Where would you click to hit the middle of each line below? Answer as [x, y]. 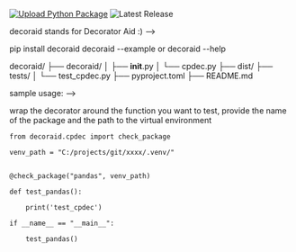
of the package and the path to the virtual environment [111, 120]
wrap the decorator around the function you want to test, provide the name [148, 111]
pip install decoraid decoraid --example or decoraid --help [118, 49]
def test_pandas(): [46, 192]
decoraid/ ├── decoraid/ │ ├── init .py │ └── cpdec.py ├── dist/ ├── [141, 66]
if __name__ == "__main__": [62, 223]
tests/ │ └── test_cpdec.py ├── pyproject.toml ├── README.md [131, 76]
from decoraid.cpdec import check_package [90, 137]
